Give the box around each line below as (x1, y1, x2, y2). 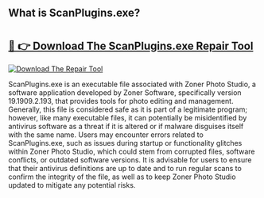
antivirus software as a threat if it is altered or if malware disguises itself (8, 122, 244, 131)
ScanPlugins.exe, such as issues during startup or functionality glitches (8, 139, 243, 147)
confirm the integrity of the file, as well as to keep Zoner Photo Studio (8, 172, 236, 181)
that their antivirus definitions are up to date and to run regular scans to (8, 164, 243, 173)
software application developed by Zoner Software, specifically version (8, 88, 242, 97)
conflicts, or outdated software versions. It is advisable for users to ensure (8, 155, 252, 165)
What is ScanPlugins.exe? (8, 6, 141, 20)
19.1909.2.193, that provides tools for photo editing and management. (8, 97, 234, 105)
